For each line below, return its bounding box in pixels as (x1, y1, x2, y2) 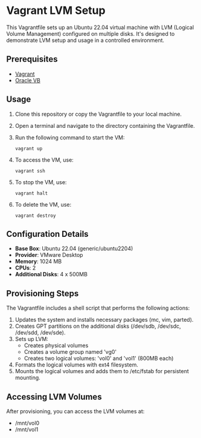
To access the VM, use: (14, 156, 74, 164)
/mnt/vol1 (14, 426, 39, 433)
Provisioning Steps (6, 288, 79, 299)
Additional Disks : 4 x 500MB (14, 271, 88, 278)
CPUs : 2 (14, 264, 36, 271)
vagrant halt (14, 190, 48, 196)
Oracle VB (14, 76, 40, 84)
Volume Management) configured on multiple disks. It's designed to (6, 30, 175, 37)
